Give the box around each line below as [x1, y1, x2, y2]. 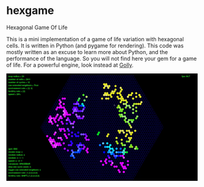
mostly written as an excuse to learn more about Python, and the [6, 48, 168, 55]
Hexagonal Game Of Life [6, 24, 68, 31]
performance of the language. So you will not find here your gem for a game [6, 55, 197, 62]
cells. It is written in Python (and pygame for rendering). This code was [6, 42, 184, 49]
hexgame [6, 4, 55, 18]
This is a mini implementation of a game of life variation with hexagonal [6, 35, 184, 42]
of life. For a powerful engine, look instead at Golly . [6, 61, 134, 69]
